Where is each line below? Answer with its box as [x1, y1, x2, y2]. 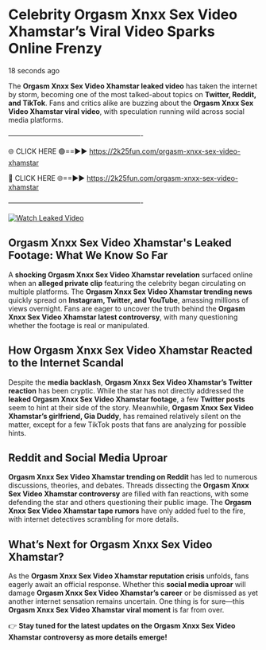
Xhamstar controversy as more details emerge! [8, 632, 168, 642]
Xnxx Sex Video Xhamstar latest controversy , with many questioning [8, 312, 238, 322]
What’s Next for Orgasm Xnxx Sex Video [8, 538, 213, 551]
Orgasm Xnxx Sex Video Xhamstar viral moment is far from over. [8, 605, 225, 615]
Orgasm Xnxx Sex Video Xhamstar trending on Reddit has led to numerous [8, 472, 258, 482]
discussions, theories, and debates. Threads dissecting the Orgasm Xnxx [8, 480, 249, 491]
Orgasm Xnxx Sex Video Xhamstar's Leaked [8, 237, 232, 250]
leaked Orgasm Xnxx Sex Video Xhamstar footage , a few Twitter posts [8, 394, 245, 404]
